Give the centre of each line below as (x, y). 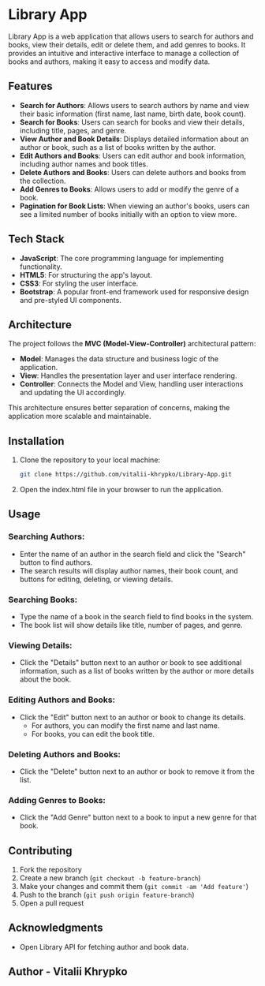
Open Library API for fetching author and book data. (104, 947)
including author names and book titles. (84, 164)
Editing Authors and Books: (62, 700)
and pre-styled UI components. (71, 300)
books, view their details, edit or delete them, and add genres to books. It (127, 44)
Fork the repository (51, 870)
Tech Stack (36, 239)
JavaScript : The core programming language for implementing (122, 258)
